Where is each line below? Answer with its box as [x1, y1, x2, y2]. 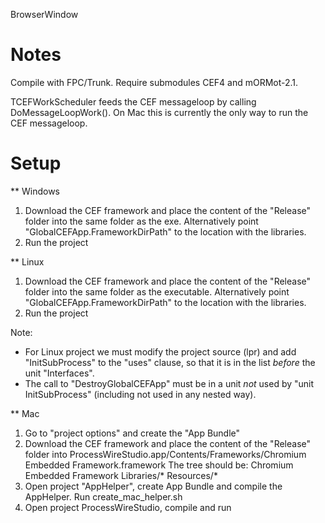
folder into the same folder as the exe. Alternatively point [24, 215, 259, 227]
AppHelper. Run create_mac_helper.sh [24, 490, 183, 503]
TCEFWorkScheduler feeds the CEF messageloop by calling [10, 95, 257, 108]
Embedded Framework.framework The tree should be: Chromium [24, 459, 294, 471]
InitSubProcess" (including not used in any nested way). [24, 388, 257, 400]
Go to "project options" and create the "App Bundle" [24, 427, 241, 439]
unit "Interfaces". [24, 367, 95, 379]
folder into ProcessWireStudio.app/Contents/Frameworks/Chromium [24, 448, 307, 460]
